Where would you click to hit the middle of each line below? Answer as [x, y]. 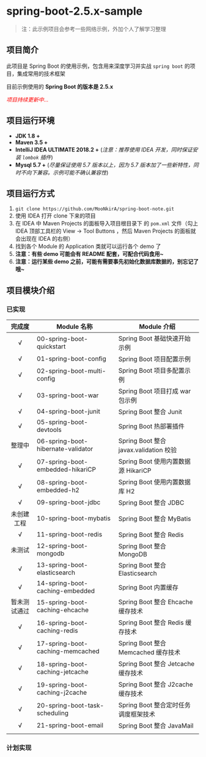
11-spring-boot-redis [69, 535]
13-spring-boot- [62, 565]
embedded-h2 [58, 490]
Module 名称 [74, 327]
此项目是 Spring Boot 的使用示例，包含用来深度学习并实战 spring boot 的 [98, 66]
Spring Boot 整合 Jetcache [156, 664]
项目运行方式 [31, 193]
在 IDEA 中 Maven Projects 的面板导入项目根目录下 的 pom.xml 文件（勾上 [107, 224]
